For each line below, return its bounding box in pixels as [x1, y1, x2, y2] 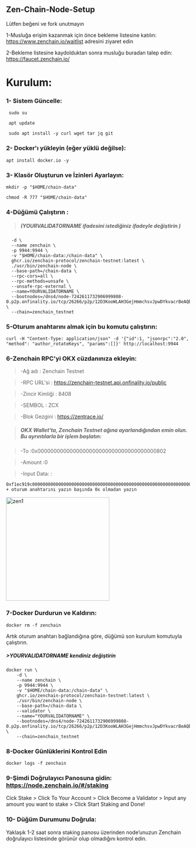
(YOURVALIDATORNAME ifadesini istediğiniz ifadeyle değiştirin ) [20, 223, 181, 230]
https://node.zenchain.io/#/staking [6, 781, 109, 789]
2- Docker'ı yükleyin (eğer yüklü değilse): [6, 144, 127, 152]
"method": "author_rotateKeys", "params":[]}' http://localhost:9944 [6, 341, 179, 347]
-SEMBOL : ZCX [20, 402, 60, 409]
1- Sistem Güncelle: [6, 97, 62, 105]
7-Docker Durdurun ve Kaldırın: [6, 609, 97, 617]
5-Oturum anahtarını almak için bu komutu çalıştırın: [6, 322, 157, 330]
